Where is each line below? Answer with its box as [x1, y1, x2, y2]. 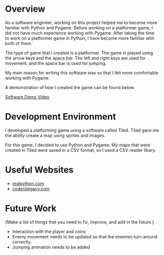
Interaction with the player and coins [12, 229, 86, 234]
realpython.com [12, 180, 44, 186]
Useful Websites [5, 164, 74, 176]
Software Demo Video [5, 94, 50, 100]
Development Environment [5, 111, 116, 122]
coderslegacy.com [12, 185, 50, 191]
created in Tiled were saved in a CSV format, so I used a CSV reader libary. [5, 147, 157, 153]
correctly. [12, 239, 32, 245]
